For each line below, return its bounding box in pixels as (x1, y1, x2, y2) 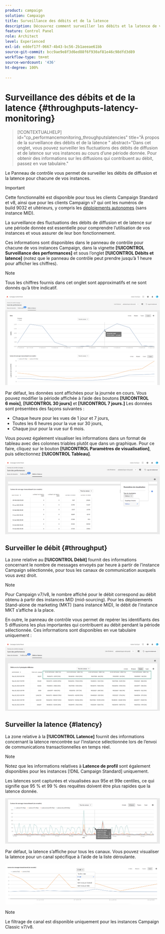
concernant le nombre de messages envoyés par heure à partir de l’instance (5, 562, 160, 568)
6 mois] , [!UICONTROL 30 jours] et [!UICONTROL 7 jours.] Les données (5, 400, 152, 406)
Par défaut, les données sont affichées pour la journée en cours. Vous (5, 390, 147, 396)
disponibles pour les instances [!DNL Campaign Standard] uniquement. (5, 768, 149, 774)
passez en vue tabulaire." (17, 160, 69, 167)
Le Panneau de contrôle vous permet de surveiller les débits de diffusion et (5, 170, 157, 176)
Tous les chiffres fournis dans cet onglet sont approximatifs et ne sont (5, 280, 147, 285)
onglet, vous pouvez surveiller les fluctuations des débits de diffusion (17, 145, 158, 151)
